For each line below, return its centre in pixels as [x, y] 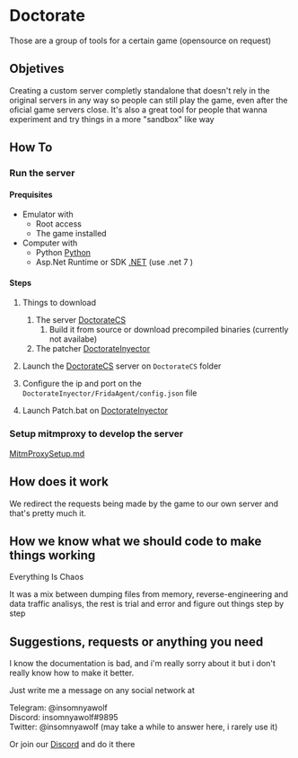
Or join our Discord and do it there [72, 745]
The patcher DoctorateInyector [93, 349]
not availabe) [73, 339]
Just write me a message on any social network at [102, 691]
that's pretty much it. [48, 513]
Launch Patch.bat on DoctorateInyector [95, 411]
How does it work [59, 482]
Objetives [37, 69]
